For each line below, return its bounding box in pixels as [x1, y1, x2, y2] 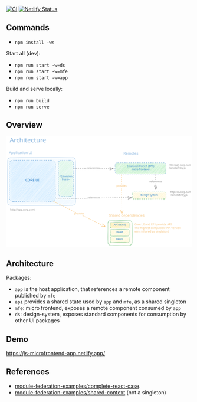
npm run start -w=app [14, 74, 68, 81]
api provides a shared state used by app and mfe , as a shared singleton [14, 298, 187, 305]
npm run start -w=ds [14, 62, 65, 68]
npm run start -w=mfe [14, 68, 68, 74]
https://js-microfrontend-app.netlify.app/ [6, 349, 105, 357]
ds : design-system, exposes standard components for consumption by [14, 311, 187, 318]
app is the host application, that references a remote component [14, 286, 170, 293]
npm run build [14, 97, 50, 103]
